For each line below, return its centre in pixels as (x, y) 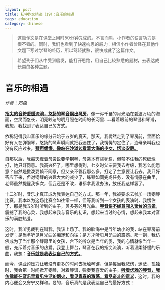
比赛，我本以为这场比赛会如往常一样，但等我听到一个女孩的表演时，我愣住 (80, 200)
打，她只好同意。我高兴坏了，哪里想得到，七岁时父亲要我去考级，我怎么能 (80, 165)
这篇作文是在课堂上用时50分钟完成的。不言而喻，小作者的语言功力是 (86, 38)
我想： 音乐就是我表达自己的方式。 (48, 254)
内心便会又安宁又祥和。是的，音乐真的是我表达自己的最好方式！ (69, 283)
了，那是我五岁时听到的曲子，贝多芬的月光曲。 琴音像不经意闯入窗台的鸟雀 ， (82, 206)
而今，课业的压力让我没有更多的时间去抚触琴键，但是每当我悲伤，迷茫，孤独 (82, 264)
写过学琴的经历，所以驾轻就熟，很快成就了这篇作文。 (84, 50)
